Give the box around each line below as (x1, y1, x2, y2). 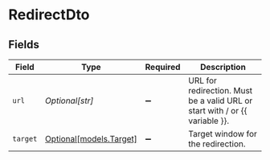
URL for (188, 75, 217, 86)
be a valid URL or (188, 95, 253, 106)
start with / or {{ (188, 105, 247, 116)
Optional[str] (45, 95, 94, 106)
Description (199, 62, 247, 72)
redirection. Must (188, 85, 253, 96)
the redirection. (188, 138, 247, 150)
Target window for (188, 129, 257, 139)
